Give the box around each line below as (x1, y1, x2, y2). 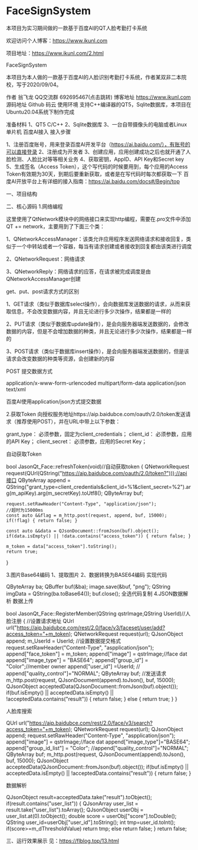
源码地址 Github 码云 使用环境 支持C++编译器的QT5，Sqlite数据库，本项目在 (6, 100, 192, 108)
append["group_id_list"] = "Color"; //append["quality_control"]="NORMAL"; (6, 744, 189, 751)
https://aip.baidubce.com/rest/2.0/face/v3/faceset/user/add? (16, 624, 166, 631)
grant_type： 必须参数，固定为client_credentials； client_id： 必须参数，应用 (6, 430, 192, 437)
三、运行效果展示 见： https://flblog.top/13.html (6, 837, 120, 844)
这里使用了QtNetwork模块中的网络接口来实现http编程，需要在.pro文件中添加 (6, 215, 192, 222)
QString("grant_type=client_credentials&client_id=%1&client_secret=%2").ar (6, 483, 192, 490)
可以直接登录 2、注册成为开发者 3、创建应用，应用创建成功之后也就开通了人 (6, 148, 192, 155)
